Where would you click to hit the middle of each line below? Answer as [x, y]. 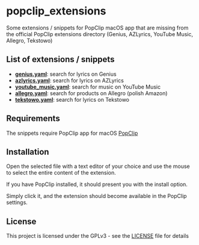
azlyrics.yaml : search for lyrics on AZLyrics [69, 80]
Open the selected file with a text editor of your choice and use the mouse [98, 166]
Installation [28, 152]
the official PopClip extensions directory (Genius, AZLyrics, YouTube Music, [100, 34]
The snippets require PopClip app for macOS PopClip [72, 133]
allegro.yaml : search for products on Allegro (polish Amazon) [91, 93]
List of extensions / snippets [60, 59]
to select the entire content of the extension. [61, 173]
